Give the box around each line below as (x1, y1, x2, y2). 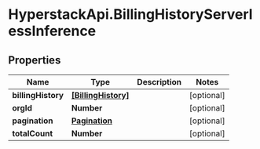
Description (137, 77, 182, 87)
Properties (8, 53, 61, 67)
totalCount (12, 128, 53, 139)
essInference (8, 22, 97, 40)
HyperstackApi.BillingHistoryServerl (8, 5, 253, 24)
